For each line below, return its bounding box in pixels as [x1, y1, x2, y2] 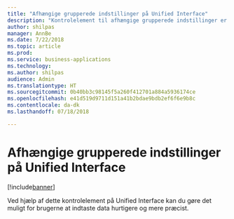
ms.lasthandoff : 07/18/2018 [7, 108, 90, 115]
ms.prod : [7, 50, 33, 57]
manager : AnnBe [7, 29, 52, 37]
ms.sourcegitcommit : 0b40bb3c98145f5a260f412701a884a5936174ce [7, 88, 196, 95]
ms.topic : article [7, 43, 61, 50]
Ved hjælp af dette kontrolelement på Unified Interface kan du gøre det [7, 196, 212, 204]
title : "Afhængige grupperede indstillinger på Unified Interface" [7, 10, 209, 18]
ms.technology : [7, 62, 52, 69]
